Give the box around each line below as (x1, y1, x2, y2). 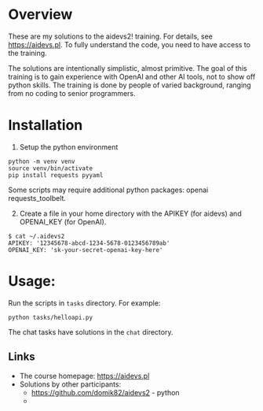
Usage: (8, 272, 57, 291)
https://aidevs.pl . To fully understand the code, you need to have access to (8, 39, 251, 49)
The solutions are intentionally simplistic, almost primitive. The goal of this (8, 63, 247, 72)
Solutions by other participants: (19, 380, 122, 389)
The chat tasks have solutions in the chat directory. (8, 327, 174, 336)
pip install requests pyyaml (8, 171, 104, 179)
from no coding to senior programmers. (8, 88, 136, 98)
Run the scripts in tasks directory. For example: (8, 298, 161, 308)
